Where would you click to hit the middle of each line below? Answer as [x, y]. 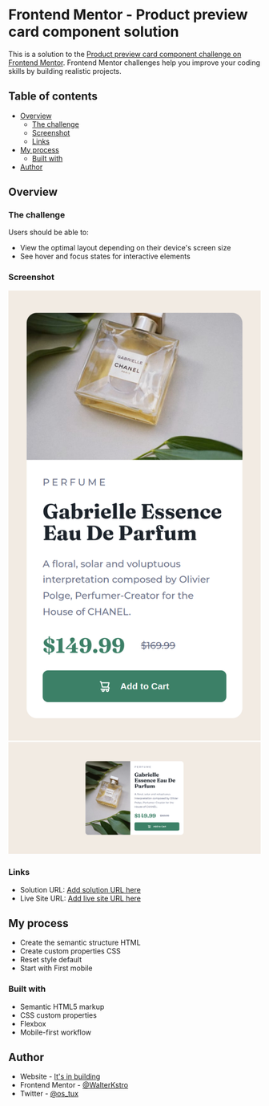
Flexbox [33, 1023]
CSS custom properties [58, 1015]
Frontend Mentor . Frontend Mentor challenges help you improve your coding [134, 63]
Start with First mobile [56, 968]
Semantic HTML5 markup [62, 1006]
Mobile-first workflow [56, 1032]
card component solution [94, 32]
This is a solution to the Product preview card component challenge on [125, 54]
